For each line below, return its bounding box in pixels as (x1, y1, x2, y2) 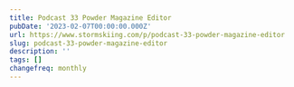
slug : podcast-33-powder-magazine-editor (9, 38, 168, 48)
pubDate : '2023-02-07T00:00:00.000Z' (9, 22, 152, 31)
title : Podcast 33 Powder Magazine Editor (9, 13, 172, 23)
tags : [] (9, 55, 43, 64)
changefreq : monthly (9, 64, 88, 73)
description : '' (9, 47, 71, 56)
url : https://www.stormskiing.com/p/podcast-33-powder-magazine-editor (9, 30, 285, 39)
